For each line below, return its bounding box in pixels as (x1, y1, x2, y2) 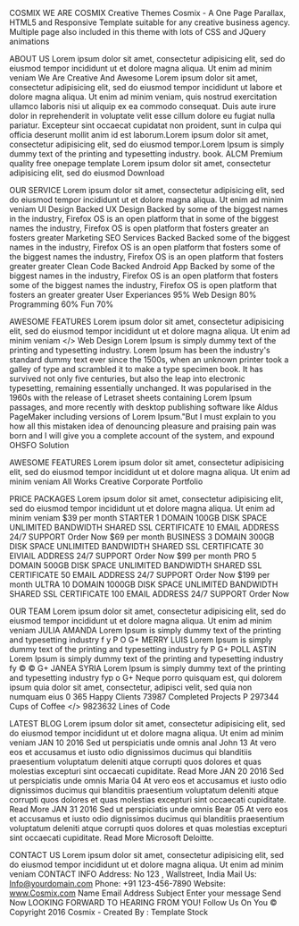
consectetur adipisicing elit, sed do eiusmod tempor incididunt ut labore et (9, 82, 283, 92)
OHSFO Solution (9, 440, 70, 450)
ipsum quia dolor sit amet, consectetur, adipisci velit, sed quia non (9, 682, 253, 692)
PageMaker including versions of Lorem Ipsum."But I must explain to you (9, 412, 277, 421)
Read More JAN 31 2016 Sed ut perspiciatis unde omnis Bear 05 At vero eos (9, 804, 288, 814)
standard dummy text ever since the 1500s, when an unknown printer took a (9, 354, 289, 365)
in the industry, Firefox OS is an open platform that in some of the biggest (9, 214, 279, 224)
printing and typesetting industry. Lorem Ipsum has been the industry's (9, 344, 270, 355)
